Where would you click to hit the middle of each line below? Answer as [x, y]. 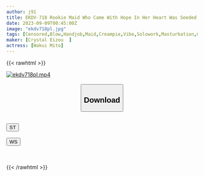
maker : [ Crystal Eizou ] [39, 40]
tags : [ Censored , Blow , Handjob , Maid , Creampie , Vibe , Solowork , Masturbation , [102, 34]
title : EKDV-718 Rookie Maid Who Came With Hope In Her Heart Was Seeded [102, 18]
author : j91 [21, 12]
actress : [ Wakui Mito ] [35, 46]
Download [102, 100]
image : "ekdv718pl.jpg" [36, 29]
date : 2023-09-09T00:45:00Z [42, 23]
